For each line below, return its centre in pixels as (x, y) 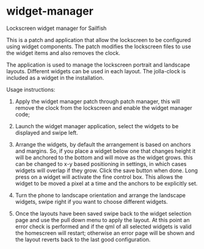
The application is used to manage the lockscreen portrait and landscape (98, 65)
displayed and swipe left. (46, 132)
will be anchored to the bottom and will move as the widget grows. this (104, 157)
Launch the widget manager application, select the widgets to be (97, 126)
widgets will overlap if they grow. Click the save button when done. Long (107, 170)
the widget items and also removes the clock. (63, 52)
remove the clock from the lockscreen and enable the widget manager (104, 107)
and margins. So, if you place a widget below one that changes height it (105, 151)
